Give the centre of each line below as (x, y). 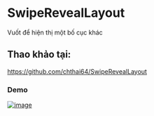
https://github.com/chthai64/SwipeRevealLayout (77, 71)
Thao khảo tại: (39, 54)
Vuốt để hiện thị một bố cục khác (55, 32)
